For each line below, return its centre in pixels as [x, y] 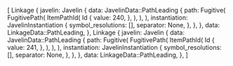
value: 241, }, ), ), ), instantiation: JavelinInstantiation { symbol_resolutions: [115, 47]
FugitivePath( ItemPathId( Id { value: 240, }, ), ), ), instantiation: [98, 18]
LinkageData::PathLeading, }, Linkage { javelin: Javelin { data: [96, 32]
